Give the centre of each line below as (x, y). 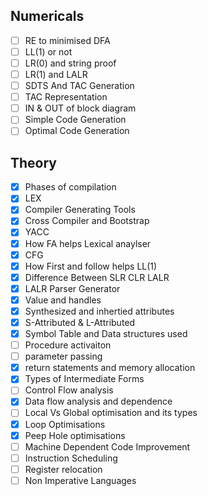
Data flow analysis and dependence (98, 401)
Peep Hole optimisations (75, 435)
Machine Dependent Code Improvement (107, 446)
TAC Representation (66, 97)
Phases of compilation (70, 187)
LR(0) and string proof (70, 63)
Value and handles (63, 300)
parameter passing (63, 356)
